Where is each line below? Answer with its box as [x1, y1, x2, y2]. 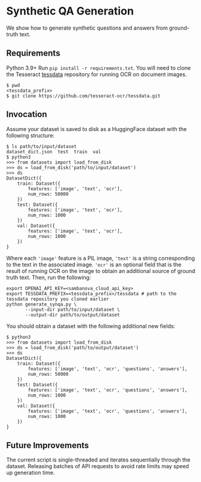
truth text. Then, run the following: [6, 274, 91, 281]
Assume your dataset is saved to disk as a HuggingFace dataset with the [6, 125, 187, 132]
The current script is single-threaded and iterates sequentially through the [6, 456, 191, 463]
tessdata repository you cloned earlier [6, 296, 110, 302]
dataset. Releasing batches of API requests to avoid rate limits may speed [6, 463, 189, 470]
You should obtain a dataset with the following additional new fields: [6, 322, 176, 330]
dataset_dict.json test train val [6, 149, 101, 155]
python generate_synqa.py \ [6, 301, 77, 307]
